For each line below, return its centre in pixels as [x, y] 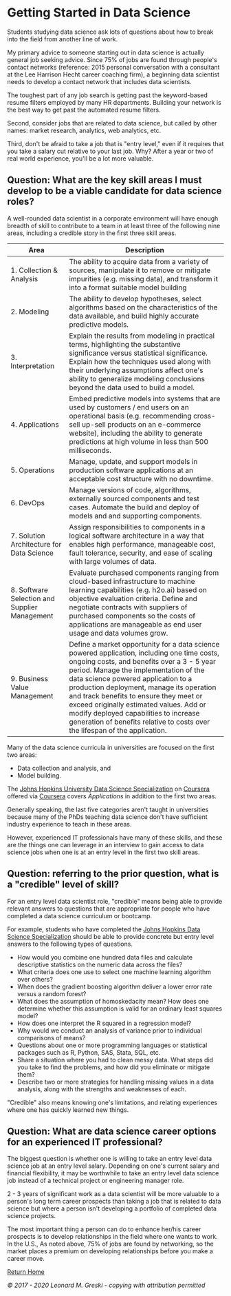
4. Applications [35, 424]
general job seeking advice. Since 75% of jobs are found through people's [112, 59]
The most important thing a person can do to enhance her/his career [104, 1229]
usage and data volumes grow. [118, 633]
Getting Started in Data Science [99, 13]
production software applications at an [131, 470]
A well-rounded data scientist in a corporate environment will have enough [113, 218]
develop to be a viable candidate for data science [114, 191]
